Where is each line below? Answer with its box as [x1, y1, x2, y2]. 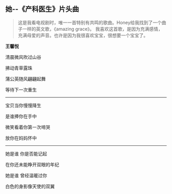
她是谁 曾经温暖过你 [5, 172, 47, 178]
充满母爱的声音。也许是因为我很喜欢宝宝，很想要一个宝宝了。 [17, 32, 148, 38]
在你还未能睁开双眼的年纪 [5, 161, 59, 167]
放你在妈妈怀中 [5, 135, 37, 141]
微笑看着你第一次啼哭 [5, 124, 50, 130]
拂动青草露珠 [5, 64, 32, 71]
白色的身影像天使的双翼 [5, 183, 55, 189]
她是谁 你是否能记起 [5, 150, 47, 157]
